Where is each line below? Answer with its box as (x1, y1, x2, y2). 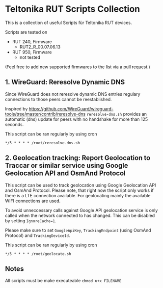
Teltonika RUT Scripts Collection (5, 3, 140, 15)
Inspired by (5, 105, 28, 111)
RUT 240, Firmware (12, 38, 52, 45)
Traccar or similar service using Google (5, 161, 129, 170)
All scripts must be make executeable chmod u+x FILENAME (5, 278, 122, 284)
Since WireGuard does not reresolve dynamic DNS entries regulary (5, 91, 141, 97)
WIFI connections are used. (5, 198, 61, 204)
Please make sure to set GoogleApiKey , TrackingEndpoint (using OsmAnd (5, 227, 151, 233)
